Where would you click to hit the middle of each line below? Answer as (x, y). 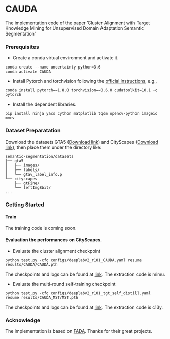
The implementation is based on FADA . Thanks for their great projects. (79, 331)
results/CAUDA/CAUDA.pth (31, 264)
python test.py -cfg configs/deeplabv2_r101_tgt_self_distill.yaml (78, 293)
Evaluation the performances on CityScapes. (54, 240)
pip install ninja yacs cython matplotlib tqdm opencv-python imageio (81, 114)
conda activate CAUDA (28, 72)
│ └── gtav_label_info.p (34, 174)
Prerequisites (22, 47)
